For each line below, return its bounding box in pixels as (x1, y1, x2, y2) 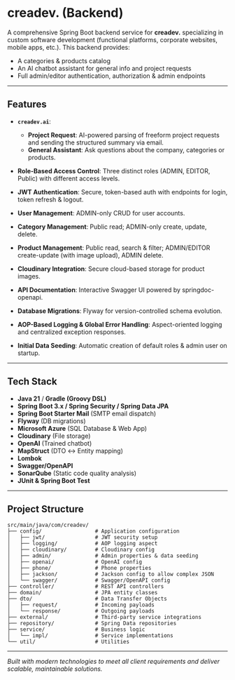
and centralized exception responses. (17, 328, 126, 336)
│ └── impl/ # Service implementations (7, 632, 173, 639)
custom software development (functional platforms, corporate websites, (7, 35, 218, 44)
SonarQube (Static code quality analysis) (17, 469, 137, 477)
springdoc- (181, 286, 215, 294)
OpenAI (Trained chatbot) (17, 439, 92, 447)
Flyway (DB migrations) (17, 416, 86, 425)
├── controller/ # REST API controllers (7, 583, 164, 590)
